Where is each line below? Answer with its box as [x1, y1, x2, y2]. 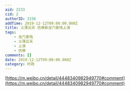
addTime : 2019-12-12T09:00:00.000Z [5, 21, 78, 26]
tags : [5, 30, 16, 35]
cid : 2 [5, 12, 19, 17]
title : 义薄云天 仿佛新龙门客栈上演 [5, 25, 70, 30]
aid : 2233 [5, 7, 26, 12]
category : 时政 [5, 62, 35, 67]
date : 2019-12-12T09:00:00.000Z [5, 57, 71, 62]
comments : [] [5, 52, 32, 58]
